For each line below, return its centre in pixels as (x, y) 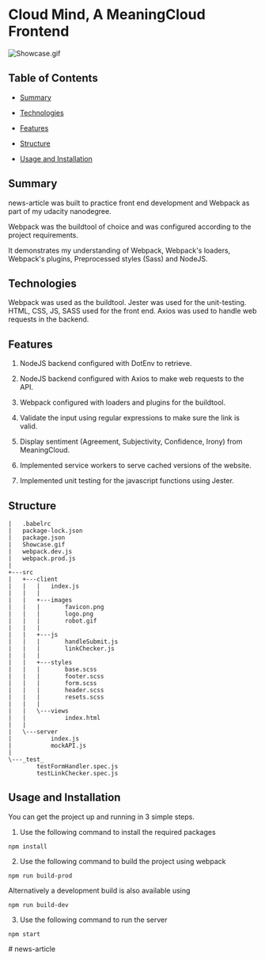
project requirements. (44, 234)
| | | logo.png (51, 614)
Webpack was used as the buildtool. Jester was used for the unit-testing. (127, 303)
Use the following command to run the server (93, 920)
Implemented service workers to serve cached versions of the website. (135, 466)
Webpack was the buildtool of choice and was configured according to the (130, 227)
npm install (28, 846)
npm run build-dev (38, 905)
